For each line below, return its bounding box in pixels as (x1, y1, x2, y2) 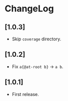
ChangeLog (4, 3, 54, 14)
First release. (11, 91, 39, 97)
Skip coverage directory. (11, 36, 61, 42)
